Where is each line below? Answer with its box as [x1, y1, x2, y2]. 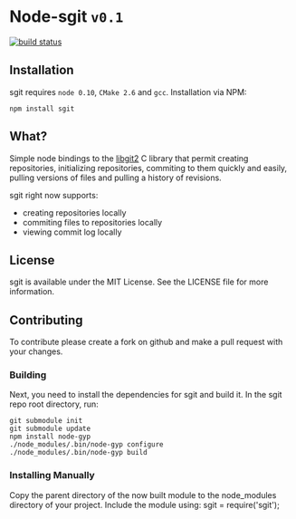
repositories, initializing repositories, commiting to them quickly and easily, [9, 162, 288, 173]
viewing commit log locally [22, 226, 122, 237]
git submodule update [9, 424, 91, 434]
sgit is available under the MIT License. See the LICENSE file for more [9, 276, 269, 287]
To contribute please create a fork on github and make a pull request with [9, 337, 283, 348]
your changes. [9, 346, 63, 357]
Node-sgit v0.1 [9, 6, 124, 27]
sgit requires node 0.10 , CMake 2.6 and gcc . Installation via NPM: [9, 86, 247, 97]
